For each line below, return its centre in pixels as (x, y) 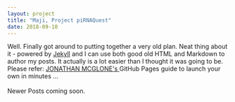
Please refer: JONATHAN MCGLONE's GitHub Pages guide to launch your (114, 69)
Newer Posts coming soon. (46, 91)
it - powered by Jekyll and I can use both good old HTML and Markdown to (116, 54)
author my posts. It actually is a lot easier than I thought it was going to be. (115, 61)
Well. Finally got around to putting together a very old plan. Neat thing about (118, 47)
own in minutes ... (33, 76)
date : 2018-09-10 (33, 27)
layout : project (31, 14)
